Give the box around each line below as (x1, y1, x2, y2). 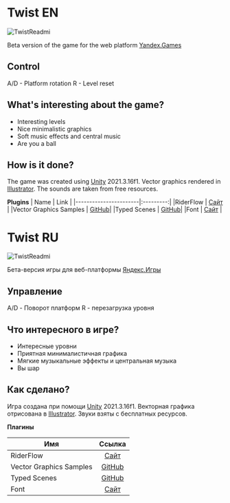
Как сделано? (7, 384, 70, 396)
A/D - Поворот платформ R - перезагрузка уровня (7, 304, 154, 312)
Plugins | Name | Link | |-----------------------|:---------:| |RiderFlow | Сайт (7, 198, 223, 206)
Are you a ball (16, 139, 56, 147)
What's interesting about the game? (7, 99, 165, 111)
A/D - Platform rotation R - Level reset (7, 79, 115, 87)
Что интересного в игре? (7, 323, 119, 335)
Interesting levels (16, 117, 66, 125)
